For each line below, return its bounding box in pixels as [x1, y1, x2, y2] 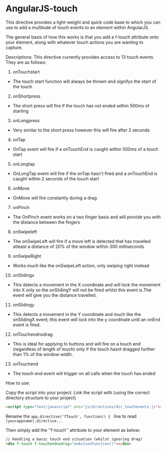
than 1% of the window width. [12, 351, 73, 357]
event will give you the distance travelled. [12, 292, 97, 298]
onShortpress [12, 93, 41, 99]
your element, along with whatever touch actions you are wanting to [5, 39, 143, 45]
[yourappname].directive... [5, 418, 64, 423]
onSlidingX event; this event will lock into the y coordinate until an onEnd [12, 316, 161, 322]
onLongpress [12, 117, 40, 123]
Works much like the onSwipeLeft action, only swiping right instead [12, 262, 150, 269]
